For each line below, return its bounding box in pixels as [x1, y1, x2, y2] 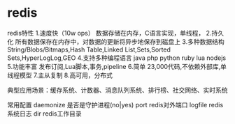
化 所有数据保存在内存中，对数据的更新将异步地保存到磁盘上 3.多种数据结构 [7, 37, 225, 46]
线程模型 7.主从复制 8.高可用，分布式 [7, 71, 113, 79]
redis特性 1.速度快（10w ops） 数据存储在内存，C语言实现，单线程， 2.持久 [7, 29, 225, 37]
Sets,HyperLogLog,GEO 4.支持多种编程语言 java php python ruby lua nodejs [7, 54, 226, 62]
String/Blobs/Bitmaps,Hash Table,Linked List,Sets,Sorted [7, 45, 171, 54]
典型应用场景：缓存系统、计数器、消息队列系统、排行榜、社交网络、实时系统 [7, 86, 228, 94]
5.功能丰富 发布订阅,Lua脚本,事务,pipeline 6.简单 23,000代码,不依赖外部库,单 [7, 62, 227, 70]
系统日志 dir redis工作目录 [7, 109, 82, 118]
